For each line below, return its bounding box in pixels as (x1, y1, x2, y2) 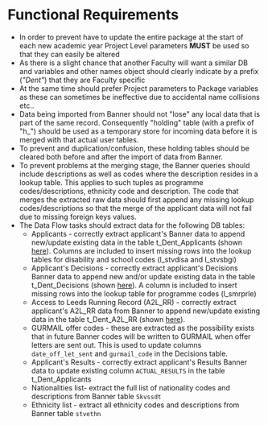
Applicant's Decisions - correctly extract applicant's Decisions (31, 263, 238, 273)
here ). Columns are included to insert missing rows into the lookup (31, 246, 252, 255)
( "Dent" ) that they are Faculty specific (19, 75, 146, 85)
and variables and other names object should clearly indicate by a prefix (19, 66, 259, 76)
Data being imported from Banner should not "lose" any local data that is (19, 109, 261, 118)
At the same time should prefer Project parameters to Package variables (19, 83, 259, 93)
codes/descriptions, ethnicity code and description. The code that (19, 186, 239, 196)
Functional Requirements (7, 6, 179, 24)
